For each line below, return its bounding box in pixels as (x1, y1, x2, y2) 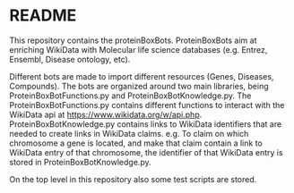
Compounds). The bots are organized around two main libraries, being (9, 80, 269, 91)
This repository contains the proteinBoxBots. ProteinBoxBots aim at (9, 35, 257, 46)
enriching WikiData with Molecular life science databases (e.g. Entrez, (9, 44, 268, 55)
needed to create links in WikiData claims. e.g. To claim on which (9, 128, 249, 138)
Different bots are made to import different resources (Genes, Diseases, (9, 71, 274, 81)
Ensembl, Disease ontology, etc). (9, 54, 131, 64)
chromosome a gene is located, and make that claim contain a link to (9, 138, 263, 148)
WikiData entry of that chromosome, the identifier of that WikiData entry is (9, 147, 284, 157)
